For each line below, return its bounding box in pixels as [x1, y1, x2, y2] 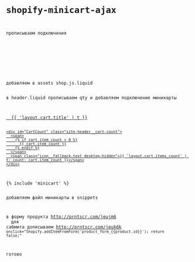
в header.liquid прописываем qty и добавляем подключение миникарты [6, 95, 177, 100]
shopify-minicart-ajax [6, 5, 117, 16]
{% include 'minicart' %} [6, 180, 69, 186]
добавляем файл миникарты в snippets [6, 195, 98, 201]
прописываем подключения [6, 31, 67, 36]
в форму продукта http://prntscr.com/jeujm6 [6, 214, 117, 220]
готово [6, 251, 22, 257]
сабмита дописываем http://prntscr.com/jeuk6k [6, 224, 122, 230]
